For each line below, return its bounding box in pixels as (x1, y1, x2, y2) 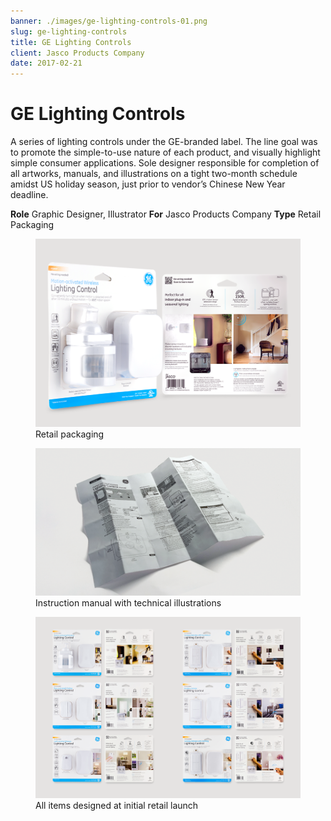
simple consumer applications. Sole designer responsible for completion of (10, 157, 320, 169)
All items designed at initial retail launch (35, 800, 199, 812)
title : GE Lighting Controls (10, 37, 132, 47)
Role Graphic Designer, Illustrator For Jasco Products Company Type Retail (10, 208, 322, 220)
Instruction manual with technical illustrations (35, 597, 222, 609)
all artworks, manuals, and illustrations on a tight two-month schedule (10, 168, 298, 180)
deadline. (10, 189, 49, 201)
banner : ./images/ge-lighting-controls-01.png (10, 16, 208, 26)
